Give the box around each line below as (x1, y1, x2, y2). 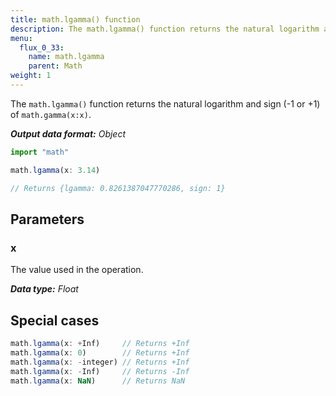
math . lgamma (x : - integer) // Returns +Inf (10, 357, 190, 367)
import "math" (10, 147, 70, 157)
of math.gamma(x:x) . (10, 108, 92, 120)
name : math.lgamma (28, 52, 105, 62)
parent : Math (28, 61, 83, 71)
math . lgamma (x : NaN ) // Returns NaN (10, 376, 186, 386)
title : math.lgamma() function (10, 14, 141, 25)
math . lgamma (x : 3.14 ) (10, 165, 101, 175)
